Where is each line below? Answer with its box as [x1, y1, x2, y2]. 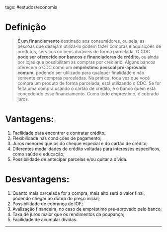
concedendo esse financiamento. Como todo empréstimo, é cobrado [17, 90, 159, 96]
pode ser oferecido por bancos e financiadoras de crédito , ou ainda [17, 54, 159, 60]
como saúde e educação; [12, 151, 65, 157]
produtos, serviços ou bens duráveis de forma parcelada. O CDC [17, 48, 151, 54]
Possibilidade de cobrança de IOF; [12, 201, 83, 207]
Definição [5, 22, 46, 33]
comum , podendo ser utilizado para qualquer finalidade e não [17, 70, 145, 76]
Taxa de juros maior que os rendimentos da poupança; [12, 211, 124, 217]
